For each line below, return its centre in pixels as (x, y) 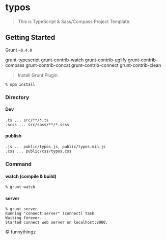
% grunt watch (20, 187)
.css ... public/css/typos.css (38, 151)
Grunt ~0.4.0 (19, 50)
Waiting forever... (26, 218)
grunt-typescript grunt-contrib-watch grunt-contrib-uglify (66, 60)
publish (13, 136)
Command (18, 164)
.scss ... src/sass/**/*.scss (37, 125)
